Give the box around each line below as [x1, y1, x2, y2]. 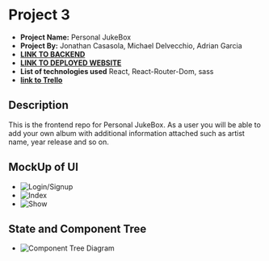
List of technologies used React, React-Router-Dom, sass [19, 66, 214, 76]
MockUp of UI [8, 160, 79, 174]
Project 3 [8, 6, 70, 24]
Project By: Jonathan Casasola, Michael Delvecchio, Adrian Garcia [19, 40, 242, 50]
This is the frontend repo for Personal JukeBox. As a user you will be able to [8, 119, 261, 130]
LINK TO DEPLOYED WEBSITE [19, 58, 122, 68]
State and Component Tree [8, 222, 147, 235]
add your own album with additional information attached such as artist [8, 128, 245, 138]
